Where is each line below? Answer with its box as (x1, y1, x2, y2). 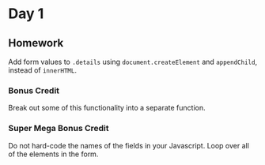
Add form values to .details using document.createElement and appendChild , (8, 57, 258, 66)
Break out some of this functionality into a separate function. (8, 103, 206, 113)
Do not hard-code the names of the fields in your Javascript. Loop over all (8, 141, 249, 150)
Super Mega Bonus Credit (8, 123, 109, 134)
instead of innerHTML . (8, 66, 78, 75)
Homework (8, 36, 64, 50)
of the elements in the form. (8, 149, 99, 159)
